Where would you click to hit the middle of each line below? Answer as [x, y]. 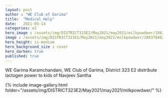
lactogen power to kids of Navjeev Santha [48, 76]
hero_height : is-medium [30, 42]
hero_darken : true [24, 51]
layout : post [19, 10]
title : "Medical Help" [30, 19]
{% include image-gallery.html [36, 85]
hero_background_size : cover [37, 47]
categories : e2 [21, 28]
